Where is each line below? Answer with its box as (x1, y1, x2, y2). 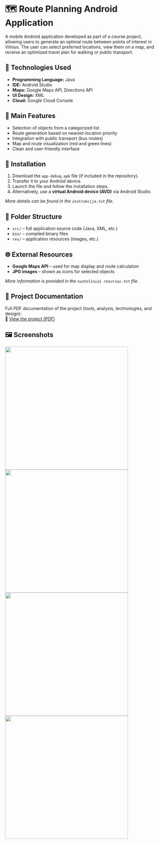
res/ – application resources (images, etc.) (12, 236, 99, 242)
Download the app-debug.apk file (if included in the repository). (12, 173, 139, 179)
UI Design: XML (12, 92, 45, 98)
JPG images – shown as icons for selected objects (12, 269, 115, 274)
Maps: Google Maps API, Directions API (12, 87, 93, 93)
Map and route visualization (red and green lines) (12, 140, 112, 146)
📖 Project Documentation (5, 292, 83, 301)
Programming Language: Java (12, 76, 75, 82)
